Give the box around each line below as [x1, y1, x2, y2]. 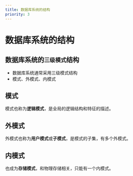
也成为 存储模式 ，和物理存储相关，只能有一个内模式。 [5, 165, 114, 171]
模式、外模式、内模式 [12, 76, 56, 82]
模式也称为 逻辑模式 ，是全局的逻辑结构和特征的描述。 [5, 106, 114, 111]
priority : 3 [5, 12, 30, 17]
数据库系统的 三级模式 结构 [5, 56, 80, 64]
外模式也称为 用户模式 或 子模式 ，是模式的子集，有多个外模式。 [5, 136, 131, 141]
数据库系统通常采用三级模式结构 [12, 70, 78, 75]
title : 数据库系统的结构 [5, 7, 50, 12]
